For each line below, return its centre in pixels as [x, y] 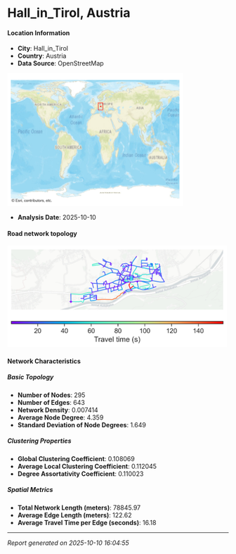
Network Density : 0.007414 [58, 410]
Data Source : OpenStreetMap [60, 63]
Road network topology [42, 233]
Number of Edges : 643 [51, 402]
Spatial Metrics [30, 490]
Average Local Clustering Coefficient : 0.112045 [87, 466]
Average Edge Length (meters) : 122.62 [74, 515]
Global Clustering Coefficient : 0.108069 [76, 458]
